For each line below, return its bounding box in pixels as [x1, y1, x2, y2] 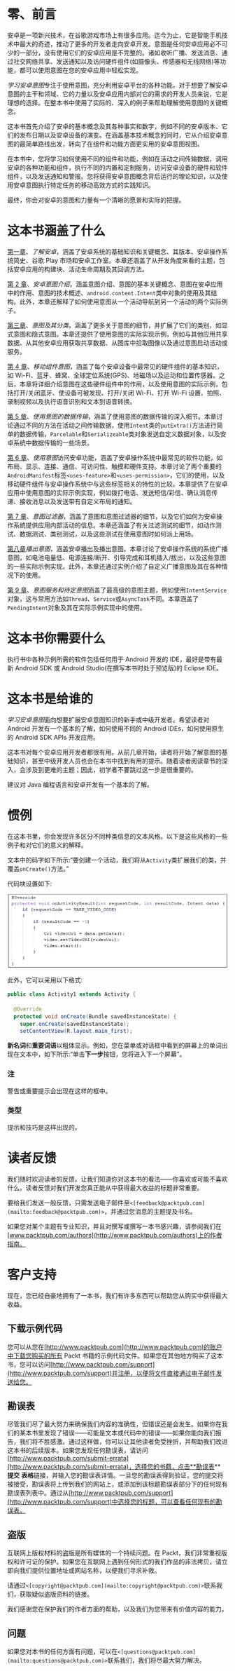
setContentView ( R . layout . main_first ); [20, 1028, 133, 1035]
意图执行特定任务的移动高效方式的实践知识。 [25, 180, 155, 189]
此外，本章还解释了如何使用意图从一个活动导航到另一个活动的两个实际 [19, 297, 222, 306]
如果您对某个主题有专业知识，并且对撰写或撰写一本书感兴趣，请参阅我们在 [7, 1222, 222, 1231]
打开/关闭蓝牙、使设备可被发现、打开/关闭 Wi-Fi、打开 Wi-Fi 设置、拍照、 [13, 388, 226, 397]
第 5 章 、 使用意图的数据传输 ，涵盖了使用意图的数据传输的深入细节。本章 [7, 412, 217, 421]
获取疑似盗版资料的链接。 [19, 1590, 93, 1599]
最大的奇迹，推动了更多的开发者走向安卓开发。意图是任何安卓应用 [19, 39, 210, 48]
